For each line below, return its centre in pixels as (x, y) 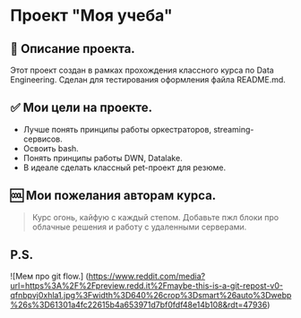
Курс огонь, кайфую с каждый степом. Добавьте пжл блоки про (155, 217)
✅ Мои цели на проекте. (82, 108)
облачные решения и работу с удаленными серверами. (139, 227)
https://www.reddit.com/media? (146, 276)
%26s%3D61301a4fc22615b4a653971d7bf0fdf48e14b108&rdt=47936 (139, 305)
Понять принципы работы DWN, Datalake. (103, 158)
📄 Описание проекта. (73, 49)
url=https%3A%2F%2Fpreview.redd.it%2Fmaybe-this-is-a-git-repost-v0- (146, 286)
